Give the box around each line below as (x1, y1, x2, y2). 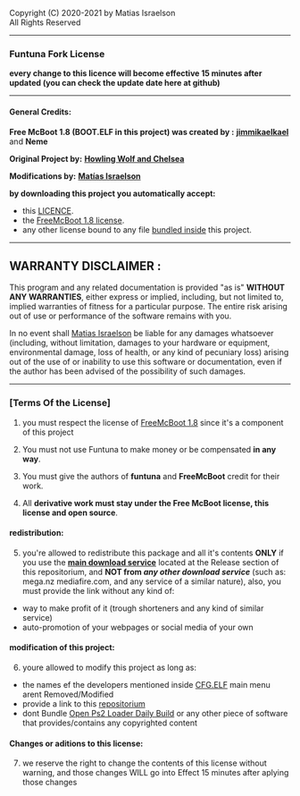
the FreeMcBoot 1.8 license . (21, 215, 125, 225)
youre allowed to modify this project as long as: (21, 662, 196, 673)
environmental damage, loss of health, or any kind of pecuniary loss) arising (9, 347, 289, 358)
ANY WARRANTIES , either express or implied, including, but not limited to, (9, 292, 284, 302)
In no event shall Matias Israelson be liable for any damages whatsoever (9, 328, 274, 339)
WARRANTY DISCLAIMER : (9, 258, 162, 274)
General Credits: (9, 106, 71, 117)
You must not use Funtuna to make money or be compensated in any (21, 444, 277, 454)
